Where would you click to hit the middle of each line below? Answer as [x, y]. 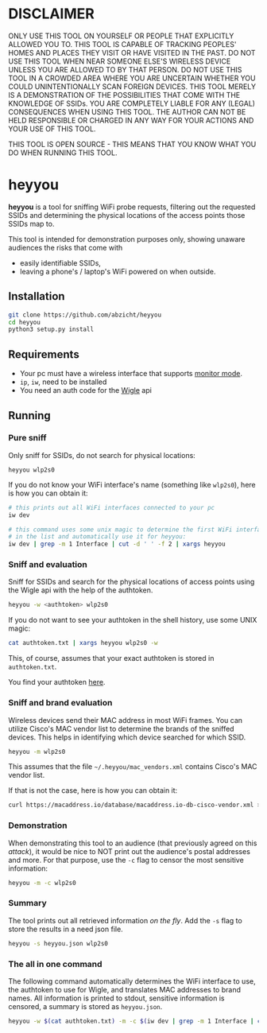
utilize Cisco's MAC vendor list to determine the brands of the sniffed [121, 728]
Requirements [44, 354]
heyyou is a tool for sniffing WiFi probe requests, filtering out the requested [132, 207]
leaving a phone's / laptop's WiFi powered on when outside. [118, 271]
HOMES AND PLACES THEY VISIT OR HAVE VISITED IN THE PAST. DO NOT [132, 52]
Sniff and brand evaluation [60, 703]
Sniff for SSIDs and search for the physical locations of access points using [132, 582]
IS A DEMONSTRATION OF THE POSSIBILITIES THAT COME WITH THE [124, 95]
